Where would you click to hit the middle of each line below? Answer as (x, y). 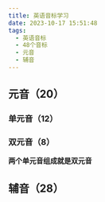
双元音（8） (31, 142)
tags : (17, 30)
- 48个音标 (31, 45)
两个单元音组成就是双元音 (50, 161)
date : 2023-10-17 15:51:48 (53, 23)
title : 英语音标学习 (39, 16)
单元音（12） (33, 118)
